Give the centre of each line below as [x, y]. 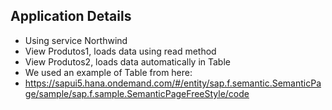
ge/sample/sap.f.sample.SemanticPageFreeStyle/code [137, 93]
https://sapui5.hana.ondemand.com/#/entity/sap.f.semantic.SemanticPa [173, 83]
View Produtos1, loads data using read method [120, 51]
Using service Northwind [76, 40]
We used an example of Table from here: [108, 72]
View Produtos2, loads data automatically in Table [127, 61]
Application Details [71, 16]
